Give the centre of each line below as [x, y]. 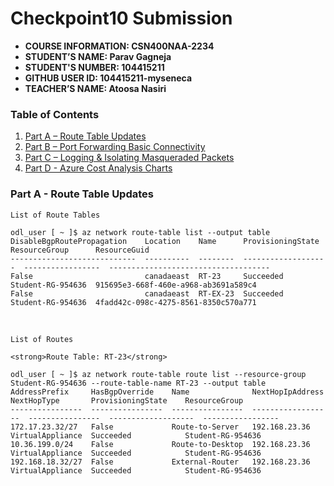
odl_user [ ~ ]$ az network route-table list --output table [140, 232]
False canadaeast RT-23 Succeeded [147, 276]
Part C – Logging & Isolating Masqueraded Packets [129, 158]
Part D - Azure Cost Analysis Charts [98, 168]
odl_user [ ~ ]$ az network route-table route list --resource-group [158, 374]
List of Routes [42, 339]
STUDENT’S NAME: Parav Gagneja [98, 56]
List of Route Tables [55, 215]
